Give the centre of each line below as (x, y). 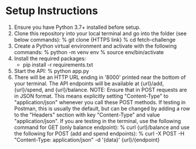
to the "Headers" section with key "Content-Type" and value (87, 115)
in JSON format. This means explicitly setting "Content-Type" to (91, 96)
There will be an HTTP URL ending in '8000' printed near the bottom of (100, 77)
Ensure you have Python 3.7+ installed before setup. (77, 27)
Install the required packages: (50, 58)
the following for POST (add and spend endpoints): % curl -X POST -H (99, 133)
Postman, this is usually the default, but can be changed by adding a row (102, 108)
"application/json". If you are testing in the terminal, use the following (97, 121)
